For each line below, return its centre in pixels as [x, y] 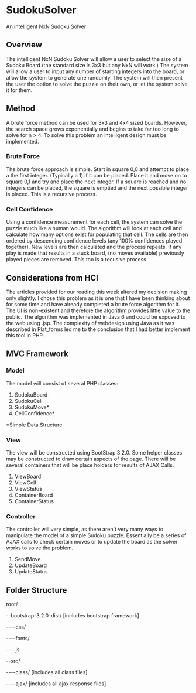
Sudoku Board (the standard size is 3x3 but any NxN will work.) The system [97, 65]
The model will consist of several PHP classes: [62, 383]
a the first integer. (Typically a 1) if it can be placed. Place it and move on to [97, 175]
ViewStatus [28, 489]
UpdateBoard [30, 565]
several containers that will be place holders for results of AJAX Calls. [90, 465]
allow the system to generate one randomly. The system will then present [94, 77]
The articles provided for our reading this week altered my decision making [97, 292]
